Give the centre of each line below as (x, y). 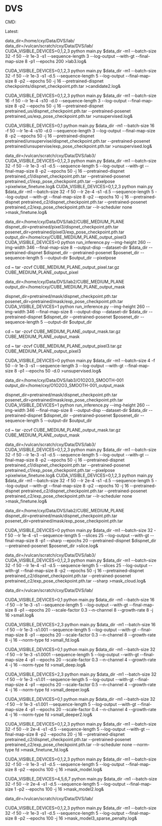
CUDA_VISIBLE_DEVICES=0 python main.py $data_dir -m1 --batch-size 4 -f (80, 360)
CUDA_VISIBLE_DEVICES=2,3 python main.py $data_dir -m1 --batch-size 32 (81, 674)
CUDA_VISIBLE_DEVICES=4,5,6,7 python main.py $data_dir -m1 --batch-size (81, 778)
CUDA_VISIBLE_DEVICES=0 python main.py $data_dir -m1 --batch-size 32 (79, 530)
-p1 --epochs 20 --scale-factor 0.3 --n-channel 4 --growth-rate (92, 660)
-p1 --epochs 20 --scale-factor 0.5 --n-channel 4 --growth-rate (92, 684)
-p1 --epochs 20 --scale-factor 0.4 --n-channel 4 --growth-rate (93, 709)
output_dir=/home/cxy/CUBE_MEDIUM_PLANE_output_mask (65, 287)
